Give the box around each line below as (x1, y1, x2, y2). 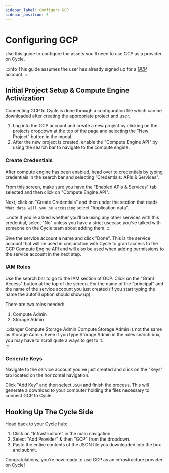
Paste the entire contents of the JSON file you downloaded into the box (12, 441, 161, 447)
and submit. (12, 447, 37, 453)
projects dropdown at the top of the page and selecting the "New (12, 128, 149, 134)
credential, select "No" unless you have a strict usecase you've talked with (5, 219, 161, 226)
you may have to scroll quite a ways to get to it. (5, 337, 104, 343)
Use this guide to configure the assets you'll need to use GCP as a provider (5, 51, 162, 57)
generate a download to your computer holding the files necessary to (5, 387, 150, 393)
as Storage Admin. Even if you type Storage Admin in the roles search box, (5, 331, 161, 337)
